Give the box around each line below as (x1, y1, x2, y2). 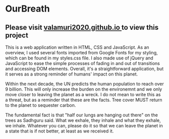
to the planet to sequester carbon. (5, 102, 76, 108)
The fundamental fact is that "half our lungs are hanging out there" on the (5, 112, 158, 118)
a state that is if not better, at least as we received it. (5, 128, 114, 134)
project (5, 31, 29, 39)
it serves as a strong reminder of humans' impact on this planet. (5, 71, 138, 77)
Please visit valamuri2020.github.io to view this (5, 23, 159, 32)
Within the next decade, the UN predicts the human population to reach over (5, 81, 164, 87)
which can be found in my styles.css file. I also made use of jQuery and (5, 55, 154, 61)
